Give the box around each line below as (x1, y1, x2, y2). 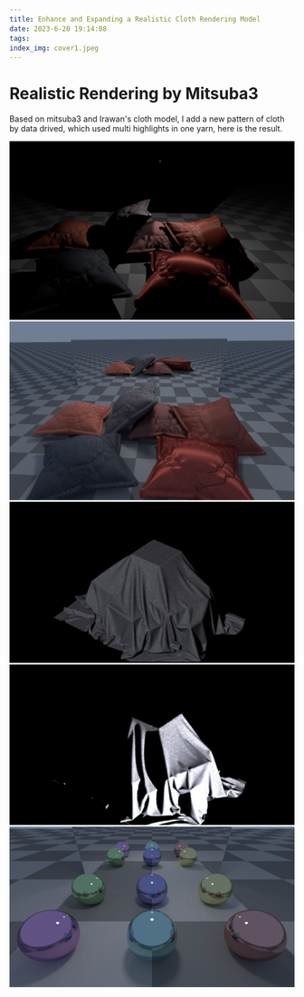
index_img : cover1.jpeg (9, 44, 100, 53)
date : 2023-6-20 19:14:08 (9, 24, 107, 34)
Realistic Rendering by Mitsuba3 (9, 83, 260, 104)
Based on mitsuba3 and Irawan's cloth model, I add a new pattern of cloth (9, 113, 285, 124)
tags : (9, 34, 30, 43)
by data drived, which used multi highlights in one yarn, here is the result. (9, 123, 283, 134)
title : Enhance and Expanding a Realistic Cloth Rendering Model (9, 15, 261, 24)
